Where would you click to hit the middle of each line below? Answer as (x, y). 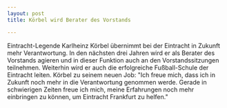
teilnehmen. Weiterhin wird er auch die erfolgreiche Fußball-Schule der (108, 67)
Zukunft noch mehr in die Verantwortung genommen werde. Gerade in (107, 82)
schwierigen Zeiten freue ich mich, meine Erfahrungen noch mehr (101, 89)
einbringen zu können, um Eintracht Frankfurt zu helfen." (88, 96)
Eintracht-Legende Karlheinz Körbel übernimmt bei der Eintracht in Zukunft (114, 45)
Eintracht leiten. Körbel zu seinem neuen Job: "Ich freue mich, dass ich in (111, 75)
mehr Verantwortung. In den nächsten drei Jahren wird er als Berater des (111, 53)
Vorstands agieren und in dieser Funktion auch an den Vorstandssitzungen (113, 60)
